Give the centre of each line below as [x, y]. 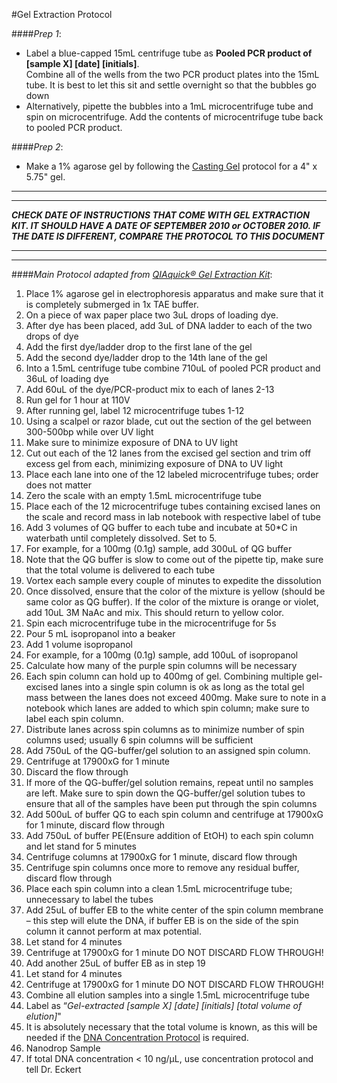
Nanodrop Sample [63, 1048]
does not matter [59, 485]
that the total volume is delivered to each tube [120, 570]
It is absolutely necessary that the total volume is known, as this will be [171, 1027]
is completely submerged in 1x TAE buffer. [112, 304]
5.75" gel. [45, 177]
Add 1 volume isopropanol [79, 644]
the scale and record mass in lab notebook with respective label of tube [173, 517]
